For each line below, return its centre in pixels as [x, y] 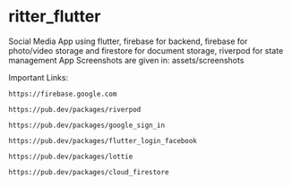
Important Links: [39, 77]
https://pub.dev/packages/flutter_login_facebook [103, 140]
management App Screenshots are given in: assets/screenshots [126, 60]
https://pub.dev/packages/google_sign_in [87, 125]
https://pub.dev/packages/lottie [71, 156]
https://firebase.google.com [63, 94]
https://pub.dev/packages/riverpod [75, 109]
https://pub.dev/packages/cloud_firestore [89, 172]
